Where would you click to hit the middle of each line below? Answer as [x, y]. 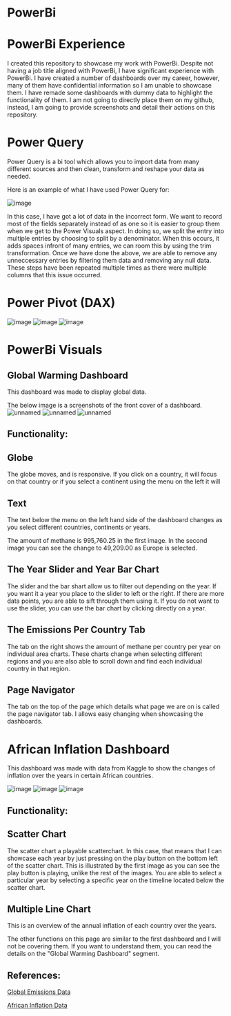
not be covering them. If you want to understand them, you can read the [110, 946]
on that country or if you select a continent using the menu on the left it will [114, 481]
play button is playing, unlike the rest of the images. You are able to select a [114, 873]
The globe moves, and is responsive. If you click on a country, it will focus [112, 475]
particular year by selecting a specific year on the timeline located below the [116, 880]
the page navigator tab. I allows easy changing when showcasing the [105, 714]
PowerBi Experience [66, 44]
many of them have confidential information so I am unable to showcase [110, 86]
